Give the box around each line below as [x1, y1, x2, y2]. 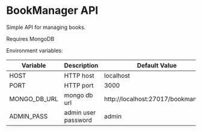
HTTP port [64, 81, 94, 89]
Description [64, 61, 99, 69]
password [64, 116, 92, 124]
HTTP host [64, 71, 94, 80]
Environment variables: [6, 46, 63, 54]
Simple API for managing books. [6, 24, 86, 31]
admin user [64, 108, 96, 116]
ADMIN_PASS [9, 112, 48, 121]
